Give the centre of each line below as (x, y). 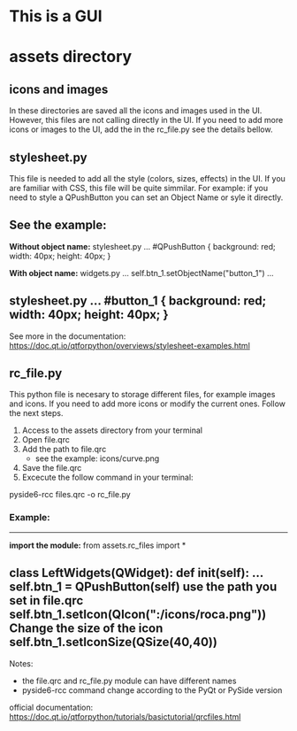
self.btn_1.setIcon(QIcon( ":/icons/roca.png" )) (138, 615)
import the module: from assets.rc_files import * (98, 545)
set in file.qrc (46, 600)
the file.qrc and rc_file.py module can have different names (129, 681)
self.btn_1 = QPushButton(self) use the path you (143, 587)
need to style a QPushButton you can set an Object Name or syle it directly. (146, 197)
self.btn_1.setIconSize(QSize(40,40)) (114, 642)
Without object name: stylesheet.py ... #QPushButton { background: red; (142, 246)
